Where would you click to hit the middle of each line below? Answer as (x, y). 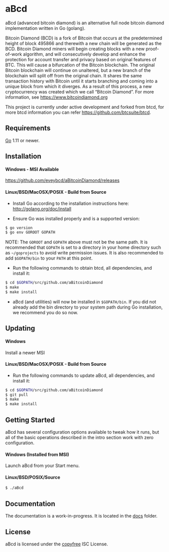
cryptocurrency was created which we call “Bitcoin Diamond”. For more (80, 92)
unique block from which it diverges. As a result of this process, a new (79, 86)
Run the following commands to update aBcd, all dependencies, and (84, 375)
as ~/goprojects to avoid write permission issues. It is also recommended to (84, 253)
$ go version (19, 228)
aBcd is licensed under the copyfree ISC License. (57, 544)
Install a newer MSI (25, 353)
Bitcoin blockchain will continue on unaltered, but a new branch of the (78, 70)
